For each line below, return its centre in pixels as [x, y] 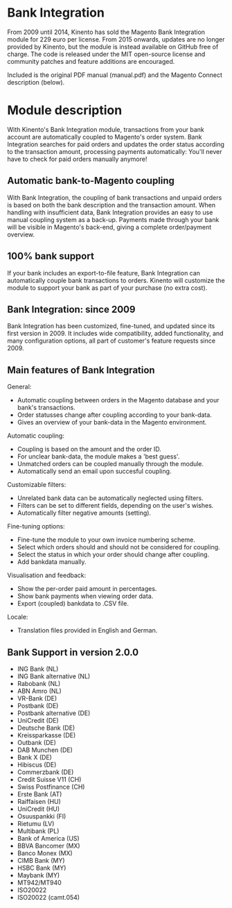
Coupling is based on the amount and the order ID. [89, 449]
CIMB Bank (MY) [41, 860]
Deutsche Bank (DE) [46, 728]
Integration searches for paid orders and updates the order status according [116, 144]
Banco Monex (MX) [45, 853]
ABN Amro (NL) [39, 691]
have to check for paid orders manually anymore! [77, 159]
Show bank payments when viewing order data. [85, 596]
